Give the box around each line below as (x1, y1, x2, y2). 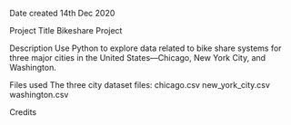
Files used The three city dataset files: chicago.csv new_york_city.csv (9, 80, 271, 90)
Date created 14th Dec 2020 (9, 8, 115, 18)
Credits (9, 107, 37, 117)
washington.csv (9, 90, 69, 100)
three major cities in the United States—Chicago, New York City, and (9, 53, 266, 62)
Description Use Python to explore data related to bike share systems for (9, 43, 282, 53)
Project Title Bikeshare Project (9, 25, 123, 35)
